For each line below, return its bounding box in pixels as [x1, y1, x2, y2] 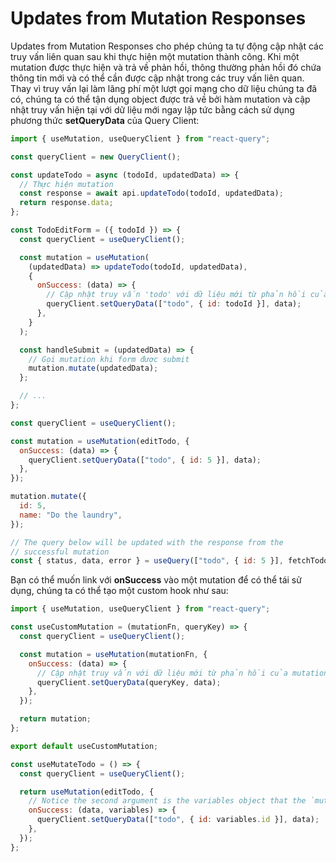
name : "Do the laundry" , [19, 510, 123, 520]
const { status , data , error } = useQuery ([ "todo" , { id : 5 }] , [10, 556, 284, 566]
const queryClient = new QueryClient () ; [10, 152, 182, 162]
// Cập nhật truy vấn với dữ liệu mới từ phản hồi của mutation [36, 668, 329, 678]
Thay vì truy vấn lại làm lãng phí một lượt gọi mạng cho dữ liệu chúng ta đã [10, 82, 318, 94]
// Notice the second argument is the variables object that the [28, 796, 307, 806]
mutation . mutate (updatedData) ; [28, 363, 159, 374]
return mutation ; [19, 714, 92, 724]
